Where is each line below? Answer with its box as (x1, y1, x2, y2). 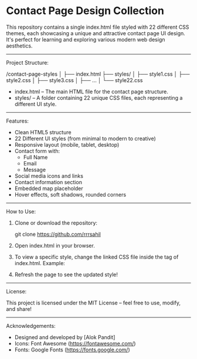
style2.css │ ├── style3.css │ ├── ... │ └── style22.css (6, 76, 143, 83)
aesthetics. (6, 42, 33, 49)
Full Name (23, 154, 48, 161)
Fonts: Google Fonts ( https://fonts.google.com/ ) (14, 346, 130, 353)
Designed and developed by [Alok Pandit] (14, 333, 116, 341)
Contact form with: (14, 147, 60, 154)
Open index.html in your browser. (14, 242, 95, 249)
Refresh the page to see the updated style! (14, 271, 118, 278)
